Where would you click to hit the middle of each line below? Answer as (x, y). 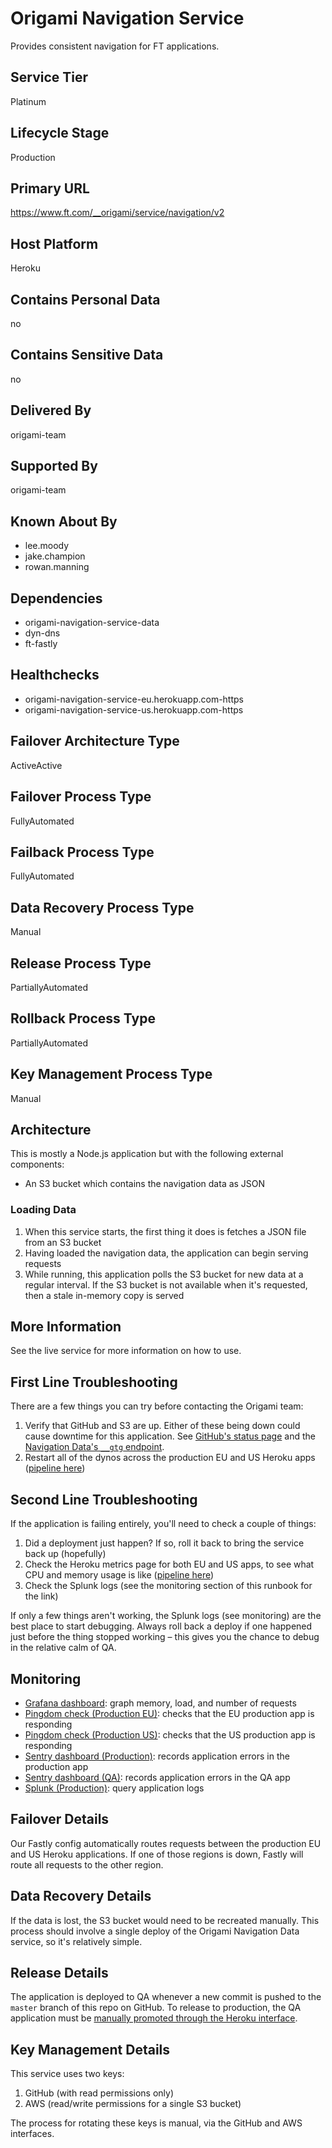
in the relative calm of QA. (63, 1648)
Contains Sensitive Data (87, 355)
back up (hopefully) (65, 1554)
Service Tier (49, 77)
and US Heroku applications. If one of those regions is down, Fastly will (157, 1854)
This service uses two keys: (67, 2074)
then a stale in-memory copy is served (104, 1295)
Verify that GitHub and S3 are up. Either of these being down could (162, 1426)
